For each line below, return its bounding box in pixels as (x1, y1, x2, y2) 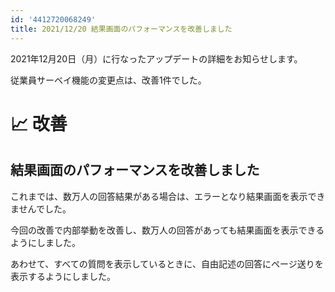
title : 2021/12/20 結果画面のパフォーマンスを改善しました (10, 24, 233, 34)
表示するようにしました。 (10, 270, 116, 282)
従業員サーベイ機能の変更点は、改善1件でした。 (10, 74, 207, 86)
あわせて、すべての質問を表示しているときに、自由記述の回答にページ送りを (10, 257, 324, 270)
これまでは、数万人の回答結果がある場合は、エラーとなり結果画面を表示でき (10, 190, 326, 202)
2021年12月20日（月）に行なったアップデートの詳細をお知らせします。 (10, 52, 303, 65)
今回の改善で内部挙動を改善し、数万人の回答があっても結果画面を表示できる (10, 224, 325, 236)
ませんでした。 (10, 202, 72, 215)
